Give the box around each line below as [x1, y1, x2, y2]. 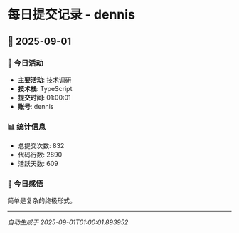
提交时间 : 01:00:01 [17, 93, 71, 102]
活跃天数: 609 [17, 160, 58, 168]
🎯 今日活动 [7, 58, 44, 68]
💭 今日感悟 [7, 179, 44, 189]
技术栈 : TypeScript [17, 84, 73, 93]
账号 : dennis [17, 102, 54, 110]
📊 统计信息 [7, 122, 46, 132]
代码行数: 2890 [17, 150, 63, 159]
